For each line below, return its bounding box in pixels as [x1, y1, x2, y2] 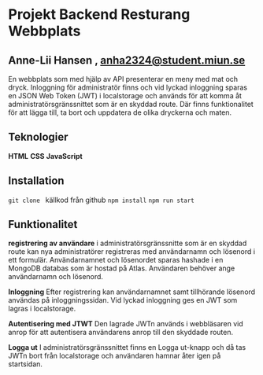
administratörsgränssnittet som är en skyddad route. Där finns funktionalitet [8, 100, 254, 108]
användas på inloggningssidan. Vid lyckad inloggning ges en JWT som [8, 296, 238, 305]
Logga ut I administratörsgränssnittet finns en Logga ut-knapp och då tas [8, 343, 246, 352]
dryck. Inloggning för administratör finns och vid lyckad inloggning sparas [8, 83, 248, 92]
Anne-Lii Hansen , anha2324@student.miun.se [8, 53, 246, 67]
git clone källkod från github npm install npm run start [8, 195, 195, 204]
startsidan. [8, 359, 43, 369]
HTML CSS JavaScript [8, 151, 83, 160]
